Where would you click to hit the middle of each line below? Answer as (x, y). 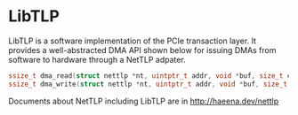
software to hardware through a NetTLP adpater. (97, 59)
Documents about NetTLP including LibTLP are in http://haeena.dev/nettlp (144, 101)
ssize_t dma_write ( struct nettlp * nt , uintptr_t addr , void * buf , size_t (148, 84)
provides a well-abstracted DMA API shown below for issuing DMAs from (142, 50)
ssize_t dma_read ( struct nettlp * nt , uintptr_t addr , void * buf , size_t (146, 76)
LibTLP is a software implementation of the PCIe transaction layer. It (133, 41)
